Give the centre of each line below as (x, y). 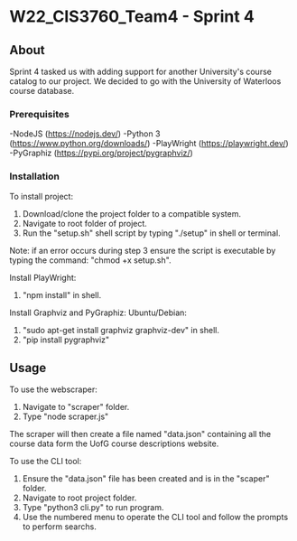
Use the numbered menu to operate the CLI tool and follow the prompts (155, 518)
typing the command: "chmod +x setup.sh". (90, 260)
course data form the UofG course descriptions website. (114, 443)
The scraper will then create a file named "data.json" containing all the (140, 434)
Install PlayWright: (43, 277)
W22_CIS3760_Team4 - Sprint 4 (132, 17)
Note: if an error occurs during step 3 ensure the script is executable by (143, 250)
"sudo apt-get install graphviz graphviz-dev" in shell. (121, 330)
